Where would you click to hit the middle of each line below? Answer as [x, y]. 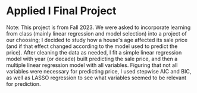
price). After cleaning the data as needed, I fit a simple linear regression [94, 52]
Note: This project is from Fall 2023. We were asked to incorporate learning [98, 27]
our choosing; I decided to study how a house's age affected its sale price [97, 40]
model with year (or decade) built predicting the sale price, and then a [92, 59]
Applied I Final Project [61, 11]
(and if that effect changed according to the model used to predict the [92, 46]
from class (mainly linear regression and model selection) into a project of [97, 33]
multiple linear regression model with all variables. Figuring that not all [92, 65]
